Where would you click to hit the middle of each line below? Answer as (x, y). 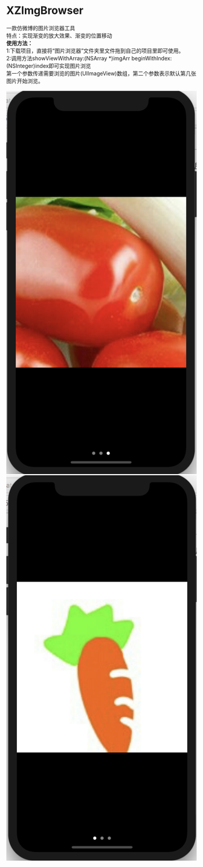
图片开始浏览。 (25, 81)
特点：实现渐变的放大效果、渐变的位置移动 (59, 35)
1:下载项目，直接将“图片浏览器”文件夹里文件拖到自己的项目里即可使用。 (95, 50)
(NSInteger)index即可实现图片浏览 (49, 66)
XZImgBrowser (45, 11)
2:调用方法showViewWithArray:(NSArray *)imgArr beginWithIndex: (89, 58)
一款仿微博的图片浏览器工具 (41, 28)
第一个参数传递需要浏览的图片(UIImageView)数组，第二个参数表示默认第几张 (101, 73)
